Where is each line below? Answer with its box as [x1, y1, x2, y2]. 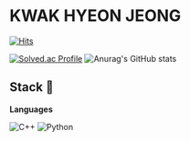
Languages [9, 104, 53, 115]
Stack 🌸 [9, 79, 55, 96]
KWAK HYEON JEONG [9, 5, 182, 26]
